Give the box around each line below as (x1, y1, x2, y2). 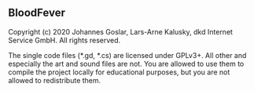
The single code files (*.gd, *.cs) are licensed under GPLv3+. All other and (8, 50, 247, 60)
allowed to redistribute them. (8, 75, 101, 85)
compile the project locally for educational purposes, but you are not (8, 67, 230, 77)
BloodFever (8, 6, 65, 20)
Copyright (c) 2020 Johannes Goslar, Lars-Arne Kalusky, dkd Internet (8, 27, 234, 36)
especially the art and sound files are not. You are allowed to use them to (8, 59, 245, 68)
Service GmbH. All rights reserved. (8, 35, 121, 45)
